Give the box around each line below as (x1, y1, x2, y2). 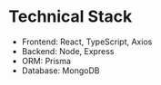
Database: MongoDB (21, 65, 100, 76)
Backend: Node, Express (21, 45, 115, 56)
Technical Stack (8, 6, 133, 27)
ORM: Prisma (21, 55, 72, 66)
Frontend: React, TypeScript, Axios (21, 36, 153, 47)
